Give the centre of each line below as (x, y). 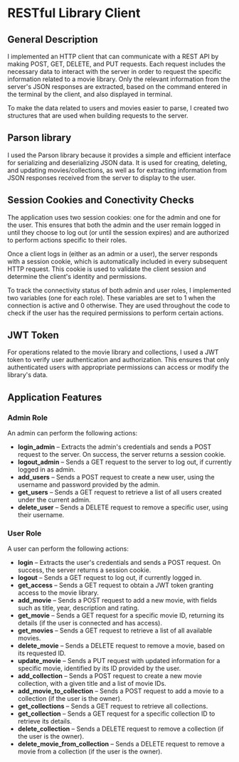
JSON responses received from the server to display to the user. (102, 178)
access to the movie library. (58, 593)
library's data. (28, 375)
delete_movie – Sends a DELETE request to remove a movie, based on (121, 646)
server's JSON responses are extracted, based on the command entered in (117, 86)
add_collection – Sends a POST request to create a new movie (110, 676)
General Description (53, 39)
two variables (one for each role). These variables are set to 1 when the (111, 297)
